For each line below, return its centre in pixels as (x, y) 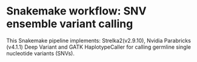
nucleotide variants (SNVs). (40, 53)
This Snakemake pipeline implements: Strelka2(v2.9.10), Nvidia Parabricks (98, 40)
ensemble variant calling (70, 24)
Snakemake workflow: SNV (76, 11)
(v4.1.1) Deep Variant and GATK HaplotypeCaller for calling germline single (98, 47)
